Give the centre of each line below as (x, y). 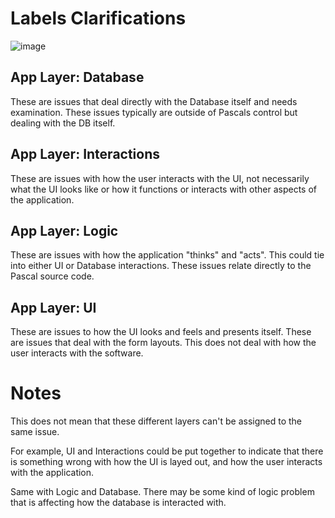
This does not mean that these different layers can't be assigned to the (156, 421)
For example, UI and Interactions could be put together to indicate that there (167, 451)
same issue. (35, 432)
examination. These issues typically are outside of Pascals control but (154, 112)
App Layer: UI (53, 307)
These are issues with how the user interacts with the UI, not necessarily (160, 178)
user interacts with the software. (77, 353)
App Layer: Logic (64, 230)
